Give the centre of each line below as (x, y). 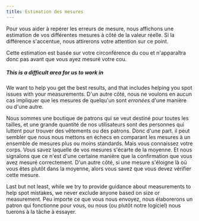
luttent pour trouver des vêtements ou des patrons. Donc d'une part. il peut (98, 131)
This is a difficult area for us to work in (55, 72)
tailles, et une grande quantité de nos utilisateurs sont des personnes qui (95, 124)
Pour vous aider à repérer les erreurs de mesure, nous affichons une (90, 29)
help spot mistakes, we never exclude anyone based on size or (83, 192)
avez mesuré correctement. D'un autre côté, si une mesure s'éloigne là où (97, 162)
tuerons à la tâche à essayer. (41, 211)
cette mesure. (23, 175)
